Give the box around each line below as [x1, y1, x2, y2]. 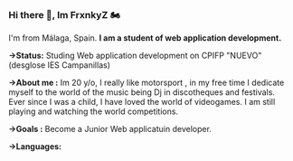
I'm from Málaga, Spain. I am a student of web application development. [8, 33, 282, 43]
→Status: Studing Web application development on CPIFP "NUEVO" [8, 50, 262, 62]
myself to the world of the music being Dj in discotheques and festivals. [8, 87, 275, 98]
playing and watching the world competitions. [8, 106, 178, 117]
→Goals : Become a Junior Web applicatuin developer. [8, 124, 212, 135]
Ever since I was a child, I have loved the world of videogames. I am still [8, 97, 276, 108]
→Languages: [8, 141, 62, 152]
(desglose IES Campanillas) [8, 60, 110, 71]
